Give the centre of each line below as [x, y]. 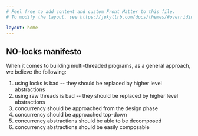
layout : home [22, 28]
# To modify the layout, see [42, 17]
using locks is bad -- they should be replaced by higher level [88, 84]
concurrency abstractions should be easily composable [82, 127]
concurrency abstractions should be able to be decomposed [88, 121]
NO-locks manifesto [44, 52]
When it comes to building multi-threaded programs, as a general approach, [98, 66]
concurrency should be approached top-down [71, 115]
